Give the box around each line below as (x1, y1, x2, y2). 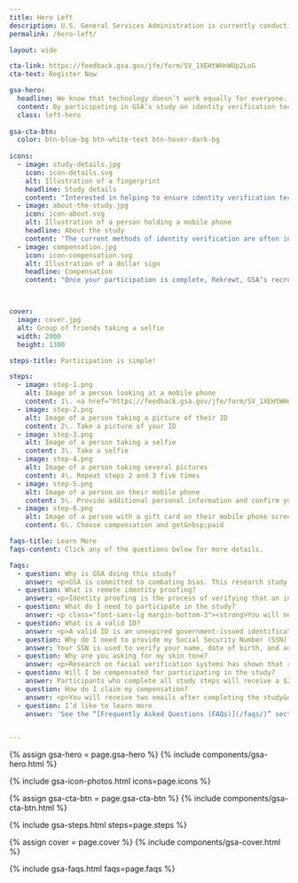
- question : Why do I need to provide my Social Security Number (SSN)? (17, 635, 292, 644)
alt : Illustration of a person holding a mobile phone (25, 218, 232, 227)
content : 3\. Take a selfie (25, 446, 129, 455)
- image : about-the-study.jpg (17, 201, 129, 210)
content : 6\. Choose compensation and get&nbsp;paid (25, 521, 224, 530)
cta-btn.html (9, 802, 55, 813)
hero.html (9, 759, 44, 769)
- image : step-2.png (17, 405, 93, 414)
